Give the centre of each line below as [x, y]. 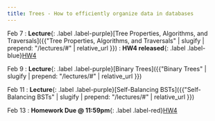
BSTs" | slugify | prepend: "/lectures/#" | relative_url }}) [116, 97]
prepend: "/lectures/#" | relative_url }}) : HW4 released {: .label [96, 48]
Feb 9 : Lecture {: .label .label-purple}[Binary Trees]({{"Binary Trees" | [107, 68]
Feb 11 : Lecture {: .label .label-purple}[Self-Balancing [83, 89]
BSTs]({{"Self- [180, 89]
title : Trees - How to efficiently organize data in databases [101, 13]
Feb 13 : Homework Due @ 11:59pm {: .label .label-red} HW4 [93, 110]
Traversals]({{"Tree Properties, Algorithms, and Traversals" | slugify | [106, 40]
